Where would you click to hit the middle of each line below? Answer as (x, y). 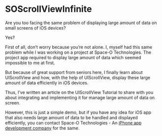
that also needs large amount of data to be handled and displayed (72, 117)
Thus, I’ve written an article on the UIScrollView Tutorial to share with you (79, 92)
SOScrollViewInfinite (49, 9)
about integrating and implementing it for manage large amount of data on (80, 98)
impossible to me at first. (30, 63)
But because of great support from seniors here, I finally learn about (74, 72)
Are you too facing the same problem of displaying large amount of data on (81, 23)
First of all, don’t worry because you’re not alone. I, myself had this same (79, 47)
